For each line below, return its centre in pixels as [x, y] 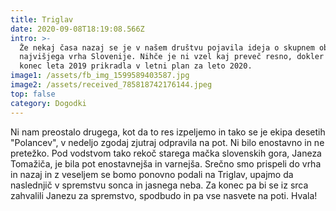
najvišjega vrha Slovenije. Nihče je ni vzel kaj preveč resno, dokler [172, 57]
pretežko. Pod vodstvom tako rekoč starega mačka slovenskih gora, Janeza [166, 153]
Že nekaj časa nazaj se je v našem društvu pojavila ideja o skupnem [167, 47]
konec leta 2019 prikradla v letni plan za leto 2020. [136, 66]
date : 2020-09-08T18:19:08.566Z [77, 29]
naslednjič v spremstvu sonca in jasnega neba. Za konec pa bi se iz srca [159, 185]
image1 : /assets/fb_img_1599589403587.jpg [100, 76]
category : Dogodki [48, 103]
